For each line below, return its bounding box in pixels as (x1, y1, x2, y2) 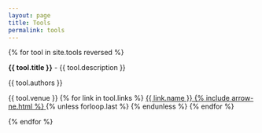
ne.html (8, 102, 33, 111)
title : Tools (8, 19, 51, 27)
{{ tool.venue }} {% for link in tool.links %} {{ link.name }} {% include (8, 94, 231, 103)
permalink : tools (8, 26, 65, 34)
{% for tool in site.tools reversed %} (8, 48, 124, 57)
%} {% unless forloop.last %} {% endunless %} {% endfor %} (34, 102, 234, 111)
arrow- (231, 94, 254, 103)
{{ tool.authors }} (8, 78, 63, 87)
